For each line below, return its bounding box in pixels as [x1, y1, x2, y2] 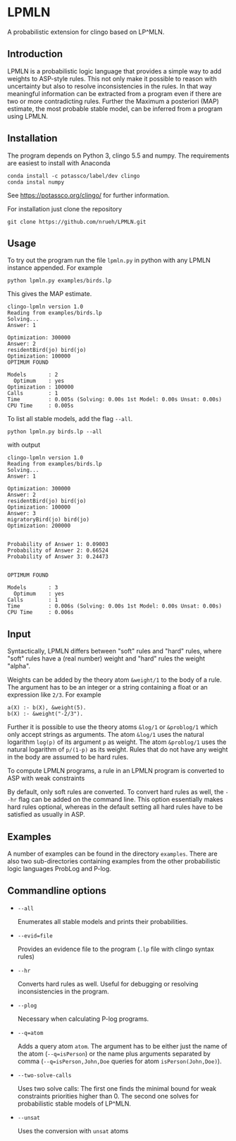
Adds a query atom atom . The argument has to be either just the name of [17, 1041, 228, 1050]
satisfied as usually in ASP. [7, 810, 86, 819]
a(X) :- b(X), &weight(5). [7, 704, 87, 711]
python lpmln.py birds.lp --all [7, 428, 102, 435]
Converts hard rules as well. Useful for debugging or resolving [17, 979, 199, 988]
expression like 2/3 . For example [7, 690, 101, 699]
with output [7, 441, 41, 449]
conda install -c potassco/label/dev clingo [7, 172, 140, 179]
